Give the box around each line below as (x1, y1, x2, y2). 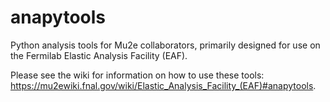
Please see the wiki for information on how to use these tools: (10, 69, 265, 81)
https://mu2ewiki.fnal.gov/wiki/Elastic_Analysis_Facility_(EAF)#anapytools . (10, 79, 317, 91)
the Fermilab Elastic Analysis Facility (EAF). (10, 49, 188, 61)
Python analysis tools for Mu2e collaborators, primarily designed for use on (10, 39, 321, 51)
